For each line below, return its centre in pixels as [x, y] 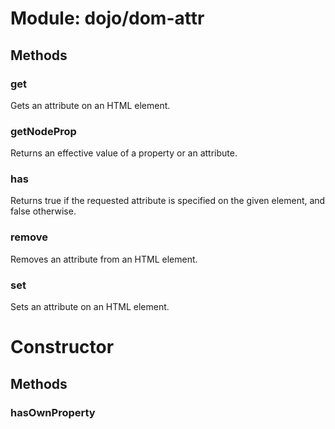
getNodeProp [43, 131]
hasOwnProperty [53, 412]
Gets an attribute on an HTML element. [90, 105]
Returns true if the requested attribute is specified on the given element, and [168, 201]
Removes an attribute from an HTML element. [104, 259]
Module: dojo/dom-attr [107, 18]
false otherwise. [43, 211]
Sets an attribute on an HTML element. [90, 307]
